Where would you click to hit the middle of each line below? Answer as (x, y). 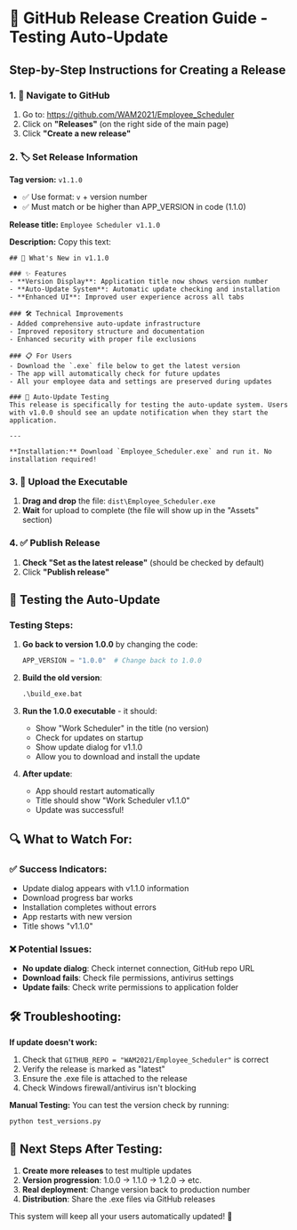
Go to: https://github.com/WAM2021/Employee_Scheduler (128, 114)
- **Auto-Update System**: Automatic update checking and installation (144, 289)
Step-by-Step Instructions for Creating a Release (148, 70)
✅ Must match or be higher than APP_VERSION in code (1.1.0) (134, 207)
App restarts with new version (77, 916)
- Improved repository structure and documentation (107, 332)
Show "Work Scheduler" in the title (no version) (122, 728)
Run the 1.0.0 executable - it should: (89, 711)
